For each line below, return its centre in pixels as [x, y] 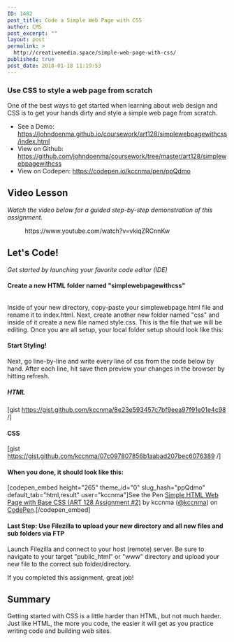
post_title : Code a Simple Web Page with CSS [74, 20]
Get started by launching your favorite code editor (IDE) [87, 269]
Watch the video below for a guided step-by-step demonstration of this [110, 210]
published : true [31, 59]
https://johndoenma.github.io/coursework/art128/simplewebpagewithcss [122, 134]
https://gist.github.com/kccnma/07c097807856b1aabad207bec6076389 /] [114, 456]
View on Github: [41, 148]
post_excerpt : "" [32, 33]
